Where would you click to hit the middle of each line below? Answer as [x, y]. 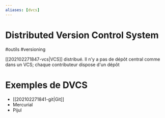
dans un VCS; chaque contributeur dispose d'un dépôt [62, 65]
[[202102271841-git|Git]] [38, 99]
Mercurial [23, 104]
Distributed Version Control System [82, 35]
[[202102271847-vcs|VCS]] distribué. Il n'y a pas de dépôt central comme [83, 59]
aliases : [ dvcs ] [22, 10]
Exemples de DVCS [47, 85]
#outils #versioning [25, 49]
